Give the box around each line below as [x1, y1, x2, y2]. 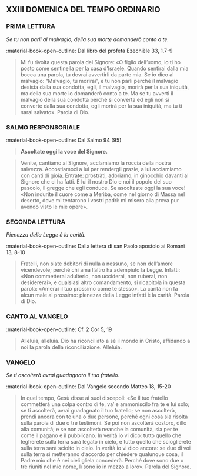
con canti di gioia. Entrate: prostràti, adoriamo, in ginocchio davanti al [20, 172, 189, 179]
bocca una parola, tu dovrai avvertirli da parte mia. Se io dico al [20, 71, 174, 78]
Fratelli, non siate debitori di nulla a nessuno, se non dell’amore [20, 260, 173, 267]
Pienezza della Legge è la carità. [6, 231, 86, 238]
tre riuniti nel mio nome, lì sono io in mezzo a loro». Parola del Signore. [20, 463, 191, 470]
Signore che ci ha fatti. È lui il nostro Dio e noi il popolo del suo [20, 178, 172, 185]
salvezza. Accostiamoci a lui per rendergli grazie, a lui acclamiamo [20, 165, 182, 172]
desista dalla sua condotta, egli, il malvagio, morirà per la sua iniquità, [20, 84, 189, 91]
